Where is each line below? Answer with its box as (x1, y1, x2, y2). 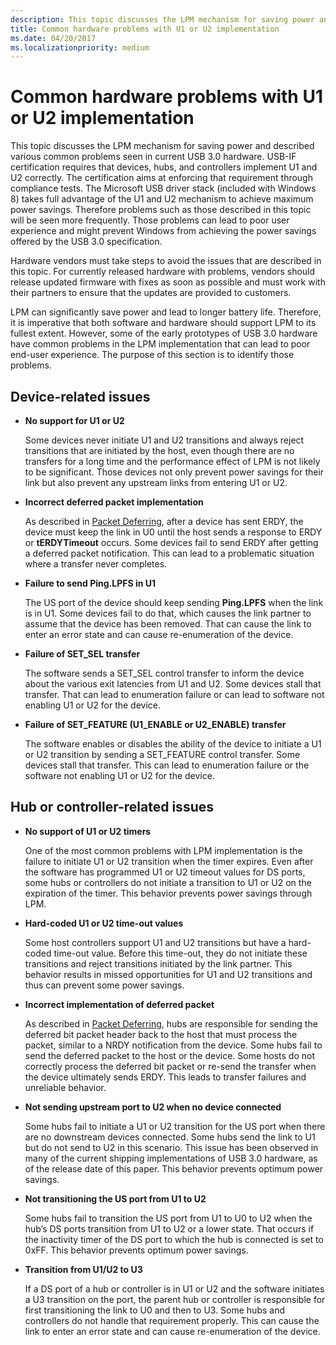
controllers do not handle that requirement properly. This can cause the (24, 1314, 320, 1326)
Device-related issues (10, 388, 151, 405)
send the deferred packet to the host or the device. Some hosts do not (24, 1049, 316, 1061)
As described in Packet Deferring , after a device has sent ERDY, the (24, 516, 304, 527)
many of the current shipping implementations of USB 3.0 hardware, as (24, 1152, 318, 1164)
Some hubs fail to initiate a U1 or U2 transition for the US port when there (24, 1120, 326, 1132)
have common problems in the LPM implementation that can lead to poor (10, 338, 311, 350)
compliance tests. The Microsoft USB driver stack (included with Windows (10, 182, 317, 195)
